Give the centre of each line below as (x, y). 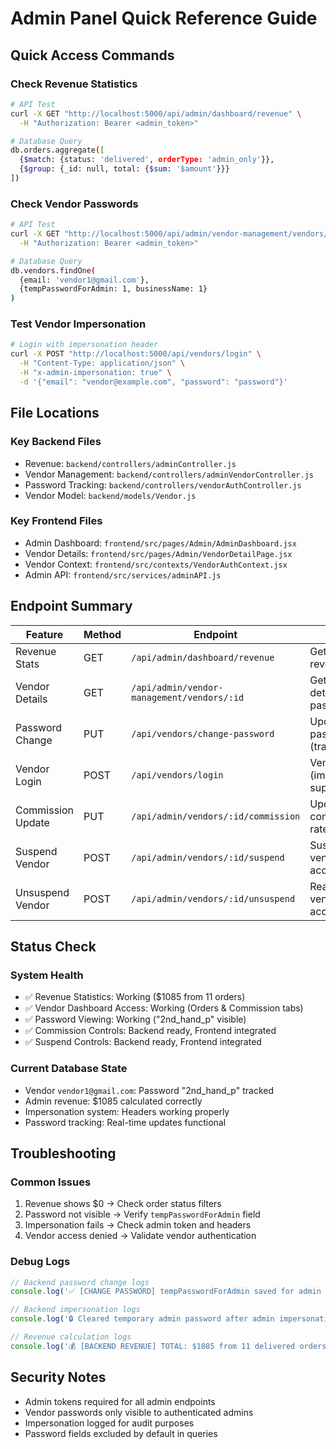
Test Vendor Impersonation (78, 324)
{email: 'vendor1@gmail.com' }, (84, 280)
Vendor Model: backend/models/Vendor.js (110, 495)
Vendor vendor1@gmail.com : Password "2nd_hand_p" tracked (149, 1090)
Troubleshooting (63, 1153)
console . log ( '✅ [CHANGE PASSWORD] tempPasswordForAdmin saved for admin (166, 1292)
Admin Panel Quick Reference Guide (164, 18)
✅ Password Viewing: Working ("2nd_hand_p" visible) (135, 1019)
